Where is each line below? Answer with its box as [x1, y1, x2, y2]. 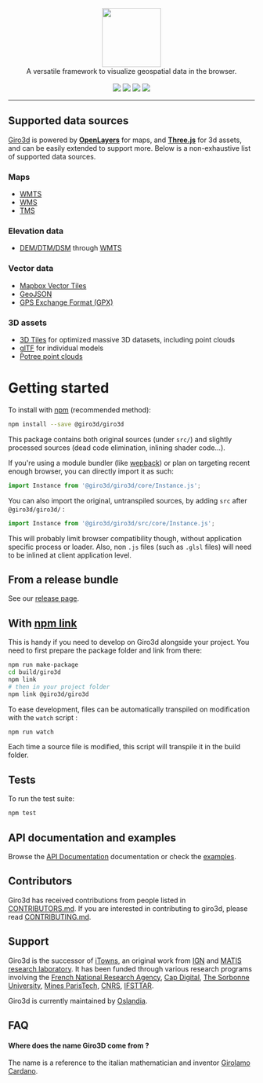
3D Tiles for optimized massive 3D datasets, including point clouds [19, 335, 236, 344]
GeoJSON [19, 289, 52, 298]
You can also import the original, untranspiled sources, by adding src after [8, 496, 248, 505]
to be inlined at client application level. [8, 550, 131, 560]
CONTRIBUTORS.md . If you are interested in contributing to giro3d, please [8, 903, 248, 913]
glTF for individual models [19, 343, 104, 353]
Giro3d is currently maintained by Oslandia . [8, 996, 148, 1005]
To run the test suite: [8, 794, 75, 803]
